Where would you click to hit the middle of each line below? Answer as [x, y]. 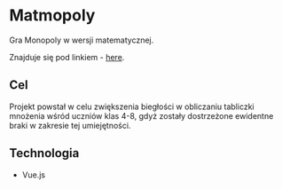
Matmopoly [52, 16]
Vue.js [34, 175]
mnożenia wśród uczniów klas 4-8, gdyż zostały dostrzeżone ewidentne [141, 115]
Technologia [44, 153]
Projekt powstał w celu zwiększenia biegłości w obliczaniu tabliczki [132, 106]
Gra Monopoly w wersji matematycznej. [82, 40]
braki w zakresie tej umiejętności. [70, 125]
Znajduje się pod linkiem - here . [67, 57]
